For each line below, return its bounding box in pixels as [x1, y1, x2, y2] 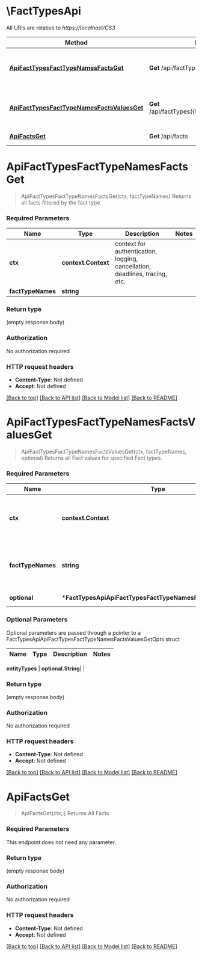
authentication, [115, 247, 158, 256]
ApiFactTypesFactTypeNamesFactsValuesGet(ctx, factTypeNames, [20, 448, 187, 455]
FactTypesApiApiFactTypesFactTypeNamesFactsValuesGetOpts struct [6, 635, 180, 643]
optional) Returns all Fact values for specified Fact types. [20, 454, 162, 461]
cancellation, [115, 262, 151, 271]
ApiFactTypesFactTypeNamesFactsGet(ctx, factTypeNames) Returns [20, 193, 192, 200]
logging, [115, 254, 138, 263]
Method [65, 38, 88, 46]
